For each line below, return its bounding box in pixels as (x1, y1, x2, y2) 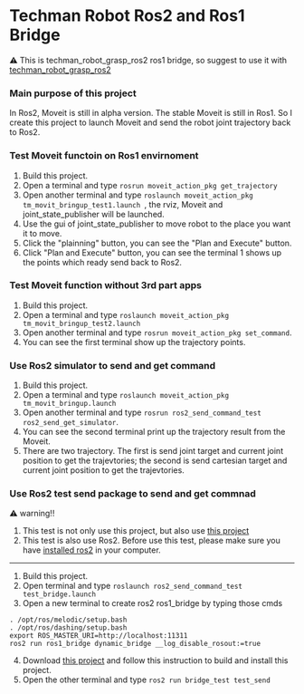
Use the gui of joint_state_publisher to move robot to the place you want (22, 218, 291, 229)
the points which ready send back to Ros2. (22, 256, 183, 267)
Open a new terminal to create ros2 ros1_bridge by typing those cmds (22, 598, 283, 609)
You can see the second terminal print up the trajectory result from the (22, 427, 286, 438)
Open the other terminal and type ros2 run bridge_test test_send (22, 674, 271, 685)
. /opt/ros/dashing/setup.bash (9, 623, 128, 632)
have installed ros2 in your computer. (22, 545, 161, 555)
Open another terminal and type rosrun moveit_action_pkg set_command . (22, 327, 292, 338)
